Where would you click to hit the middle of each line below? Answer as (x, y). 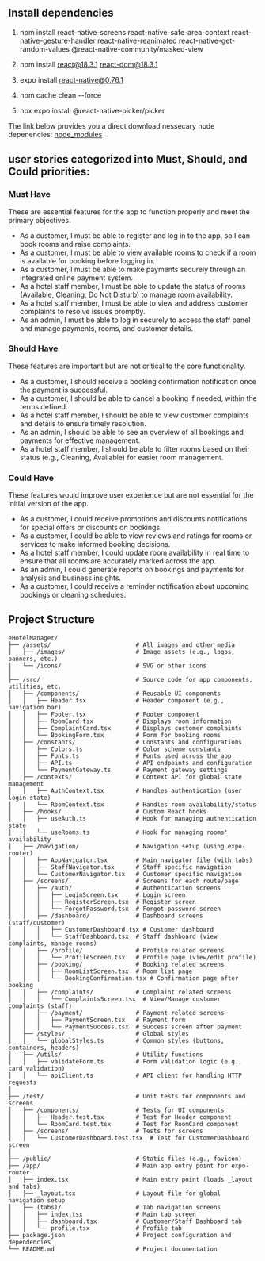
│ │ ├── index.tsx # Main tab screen (102, 1214)
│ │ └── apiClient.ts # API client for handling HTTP (125, 1075)
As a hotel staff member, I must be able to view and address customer (134, 303)
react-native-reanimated (137, 40)
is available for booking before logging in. (87, 260)
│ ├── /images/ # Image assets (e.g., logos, (122, 652)
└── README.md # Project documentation (113, 1249)
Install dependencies (61, 13)
